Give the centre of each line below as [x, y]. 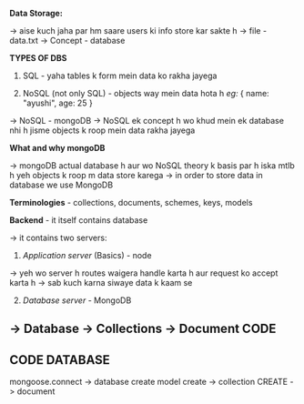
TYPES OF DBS [38, 58]
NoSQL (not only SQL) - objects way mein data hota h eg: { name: [146, 93]
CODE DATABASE [60, 360]
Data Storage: [36, 13]
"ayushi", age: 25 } [57, 103]
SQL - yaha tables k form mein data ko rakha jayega [120, 76]
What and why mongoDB [57, 148]
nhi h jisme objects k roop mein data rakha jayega [102, 130]
